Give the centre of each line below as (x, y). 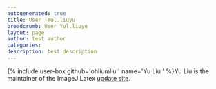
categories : (24, 45)
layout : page (26, 33)
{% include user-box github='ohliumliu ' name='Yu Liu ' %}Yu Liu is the (108, 71)
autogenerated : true (37, 13)
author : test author (37, 39)
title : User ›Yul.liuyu (41, 20)
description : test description (52, 52)
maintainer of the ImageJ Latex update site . (69, 78)
